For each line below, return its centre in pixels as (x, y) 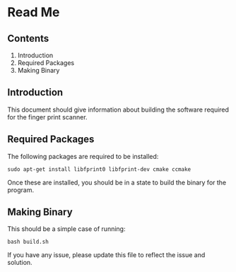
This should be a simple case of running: (66, 229)
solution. (20, 263)
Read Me (34, 12)
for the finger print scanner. (47, 117)
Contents (28, 39)
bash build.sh (28, 242)
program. (21, 190)
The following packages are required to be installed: (83, 156)
